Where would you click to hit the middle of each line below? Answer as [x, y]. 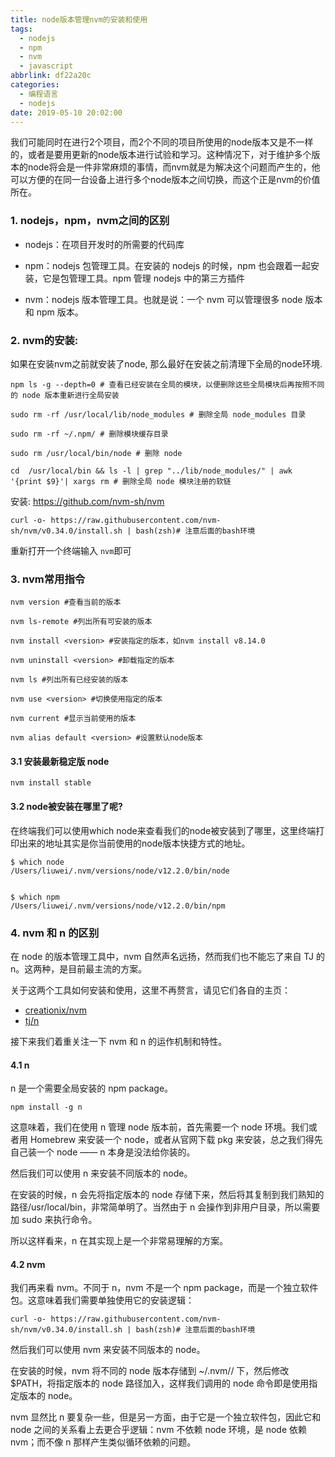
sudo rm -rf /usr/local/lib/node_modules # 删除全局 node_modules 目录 [158, 414]
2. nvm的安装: [44, 340]
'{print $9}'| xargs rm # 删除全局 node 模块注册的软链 [121, 481]
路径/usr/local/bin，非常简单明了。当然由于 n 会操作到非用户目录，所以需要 [165, 1207]
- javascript [46, 66]
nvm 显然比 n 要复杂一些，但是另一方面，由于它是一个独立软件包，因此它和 [166, 1417]
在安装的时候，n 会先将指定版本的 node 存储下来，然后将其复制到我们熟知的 [167, 1195]
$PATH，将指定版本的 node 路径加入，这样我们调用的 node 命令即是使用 [160, 1383]
